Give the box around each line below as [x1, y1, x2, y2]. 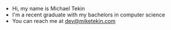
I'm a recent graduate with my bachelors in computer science [11, 11, 166, 18]
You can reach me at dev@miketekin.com [11, 18, 116, 24]
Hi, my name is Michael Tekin [11, 5, 85, 12]
